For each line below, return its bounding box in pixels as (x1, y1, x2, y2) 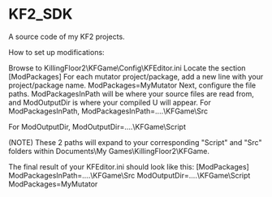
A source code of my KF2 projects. (8, 32, 125, 41)
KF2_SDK (8, 5, 73, 24)
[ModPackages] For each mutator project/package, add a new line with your (8, 71, 264, 81)
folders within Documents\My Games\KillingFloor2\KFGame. (8, 146, 209, 156)
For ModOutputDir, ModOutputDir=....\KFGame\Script (8, 122, 187, 131)
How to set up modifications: (8, 47, 105, 57)
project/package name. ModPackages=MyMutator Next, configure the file (8, 80, 257, 90)
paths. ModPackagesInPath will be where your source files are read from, (8, 88, 254, 98)
